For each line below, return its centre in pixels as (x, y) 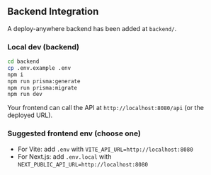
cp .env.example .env (39, 68)
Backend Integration (53, 12)
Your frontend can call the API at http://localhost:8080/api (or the (105, 108)
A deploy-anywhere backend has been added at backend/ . (92, 28)
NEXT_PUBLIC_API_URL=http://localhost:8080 (83, 164)
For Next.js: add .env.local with (64, 156)
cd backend (23, 62)
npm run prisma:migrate (42, 87)
